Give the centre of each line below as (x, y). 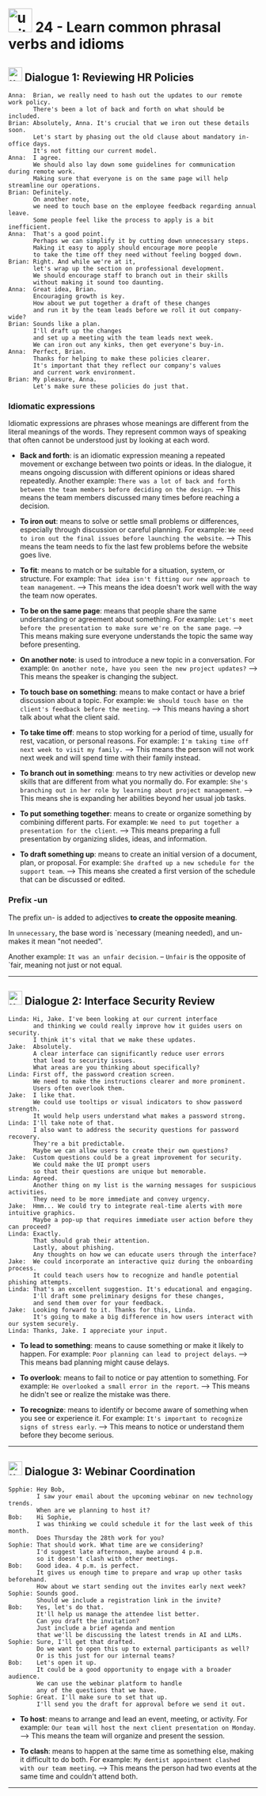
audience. (25, 1677)
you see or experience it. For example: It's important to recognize (131, 1418)
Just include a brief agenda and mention (106, 1628)
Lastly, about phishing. (74, 1248)
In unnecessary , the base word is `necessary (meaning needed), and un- (125, 932)
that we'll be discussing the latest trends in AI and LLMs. (140, 1635)
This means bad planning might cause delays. (95, 1362)
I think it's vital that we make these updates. (114, 1040)
